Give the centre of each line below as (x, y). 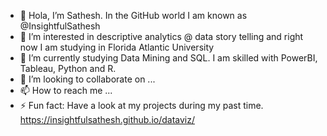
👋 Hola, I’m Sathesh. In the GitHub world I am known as (133, 15)
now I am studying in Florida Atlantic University (117, 47)
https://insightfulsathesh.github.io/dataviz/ (107, 119)
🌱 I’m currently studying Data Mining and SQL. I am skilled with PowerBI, (168, 58)
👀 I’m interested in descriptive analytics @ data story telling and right (161, 36)
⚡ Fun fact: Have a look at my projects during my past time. (141, 105)
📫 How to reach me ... (66, 90)
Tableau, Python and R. (68, 68)
